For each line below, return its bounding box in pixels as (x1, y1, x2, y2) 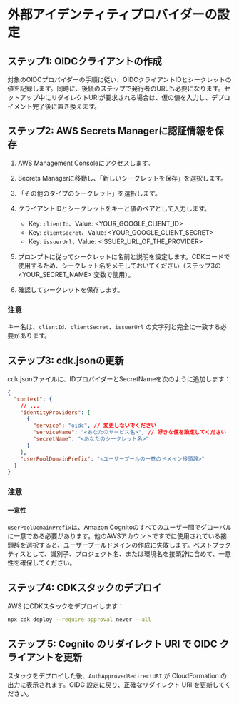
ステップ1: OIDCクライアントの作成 (7, 55, 162, 67)
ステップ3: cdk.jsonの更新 (7, 354, 124, 366)
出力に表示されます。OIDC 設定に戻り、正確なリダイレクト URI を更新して (7, 680, 225, 689)
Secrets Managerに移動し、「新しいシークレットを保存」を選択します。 (17, 174, 228, 182)
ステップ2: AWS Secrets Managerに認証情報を (7, 125, 215, 137)
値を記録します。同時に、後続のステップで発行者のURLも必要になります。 (7, 84, 225, 93)
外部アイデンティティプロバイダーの (7, 6, 218, 23)
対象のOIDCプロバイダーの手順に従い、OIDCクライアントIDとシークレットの (7, 76, 232, 84)
